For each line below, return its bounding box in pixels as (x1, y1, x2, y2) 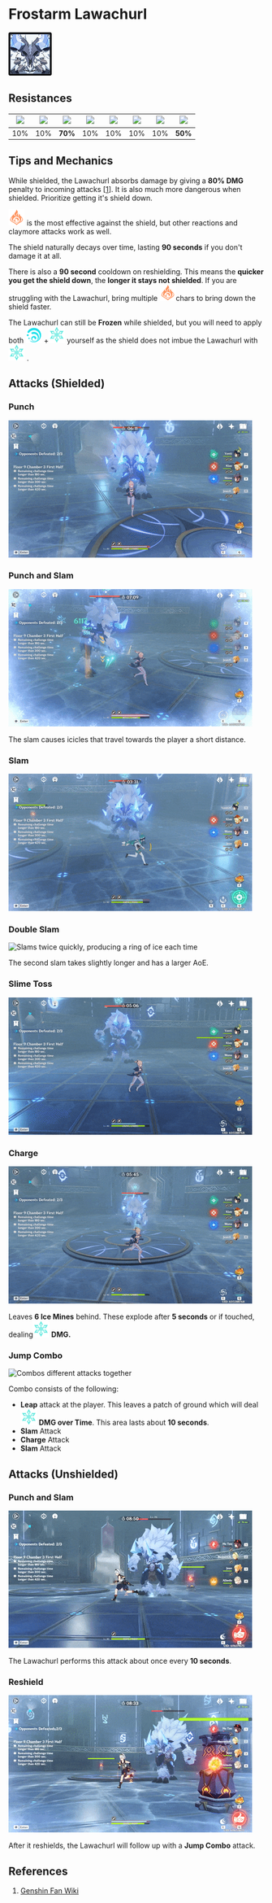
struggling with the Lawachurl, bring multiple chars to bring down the (8, 293, 256, 303)
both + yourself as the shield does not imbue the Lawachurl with (8, 335, 258, 345)
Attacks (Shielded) (8, 377, 106, 391)
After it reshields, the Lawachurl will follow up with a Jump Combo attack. (8, 1840, 256, 1851)
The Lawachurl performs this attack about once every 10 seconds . (8, 1656, 232, 1665)
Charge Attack (19, 1435, 70, 1445)
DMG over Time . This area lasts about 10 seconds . (38, 1417, 209, 1428)
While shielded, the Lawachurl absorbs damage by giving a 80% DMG (8, 176, 244, 185)
